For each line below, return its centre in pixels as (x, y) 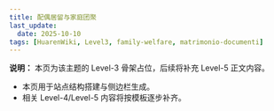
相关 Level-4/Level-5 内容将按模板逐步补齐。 (104, 98)
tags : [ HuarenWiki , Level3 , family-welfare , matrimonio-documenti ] (137, 42)
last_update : (33, 26)
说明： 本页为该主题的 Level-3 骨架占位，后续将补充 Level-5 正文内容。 (140, 68)
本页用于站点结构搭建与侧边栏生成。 (88, 87)
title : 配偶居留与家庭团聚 (53, 17)
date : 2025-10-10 (49, 33)
